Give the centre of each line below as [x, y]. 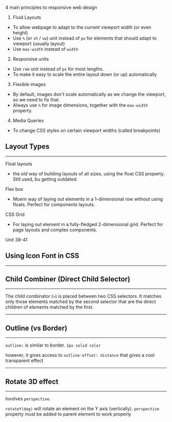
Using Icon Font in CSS [42, 256]
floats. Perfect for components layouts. [54, 204]
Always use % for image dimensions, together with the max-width [80, 105]
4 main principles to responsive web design [51, 7]
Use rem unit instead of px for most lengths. [58, 69]
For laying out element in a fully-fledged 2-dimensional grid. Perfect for [88, 224]
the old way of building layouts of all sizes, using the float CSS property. [89, 173]
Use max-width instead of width [45, 49]
